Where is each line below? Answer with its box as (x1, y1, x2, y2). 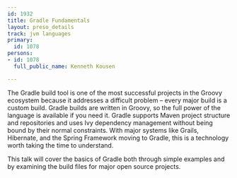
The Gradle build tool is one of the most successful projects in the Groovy (7, 88, 223, 97)
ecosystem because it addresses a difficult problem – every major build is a (7, 96, 228, 105)
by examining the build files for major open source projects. (7, 162, 181, 170)
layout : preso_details (7, 23, 74, 30)
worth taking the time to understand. (7, 141, 114, 149)
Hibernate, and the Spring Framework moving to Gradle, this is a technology (7, 133, 229, 142)
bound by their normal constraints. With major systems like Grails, (7, 126, 200, 134)
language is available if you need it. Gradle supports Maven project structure (7, 111, 231, 119)
